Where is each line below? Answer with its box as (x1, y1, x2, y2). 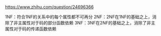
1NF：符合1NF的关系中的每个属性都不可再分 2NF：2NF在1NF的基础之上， (5, 14, 153, 20)
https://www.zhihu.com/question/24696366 (5, 4, 94, 10)
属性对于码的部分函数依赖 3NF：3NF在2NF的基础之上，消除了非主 (21, 20, 156, 25)
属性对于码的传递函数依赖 (5, 26, 57, 32)
